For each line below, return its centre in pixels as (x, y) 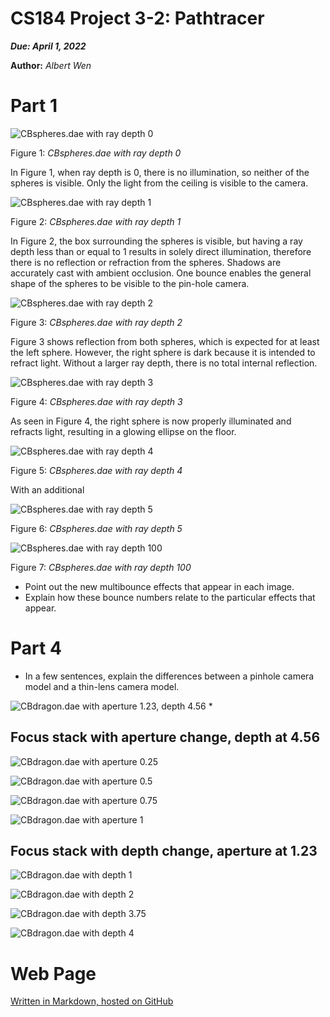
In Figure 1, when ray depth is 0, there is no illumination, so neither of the (160, 172)
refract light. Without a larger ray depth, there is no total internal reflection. (164, 363)
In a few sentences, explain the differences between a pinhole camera (169, 676)
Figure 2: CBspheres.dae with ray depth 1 (96, 221)
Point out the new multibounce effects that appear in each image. (159, 586)
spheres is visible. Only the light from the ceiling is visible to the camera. (159, 183)
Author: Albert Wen (51, 65)
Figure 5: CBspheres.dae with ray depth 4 (96, 470)
